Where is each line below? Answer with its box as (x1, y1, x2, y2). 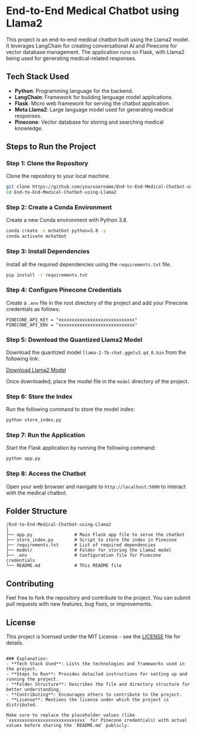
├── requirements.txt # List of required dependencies (6, 542, 157, 548)
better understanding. (6, 686, 62, 693)
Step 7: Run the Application (6, 431, 86, 439)
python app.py (6, 456, 41, 462)
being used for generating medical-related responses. (6, 55, 137, 62)
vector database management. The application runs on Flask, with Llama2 (6, 48, 185, 55)
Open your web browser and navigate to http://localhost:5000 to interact (6, 483, 186, 490)
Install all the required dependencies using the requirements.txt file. (6, 261, 172, 268)
